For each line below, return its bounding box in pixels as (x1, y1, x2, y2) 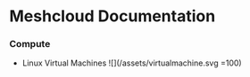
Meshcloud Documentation (9, 6, 216, 27)
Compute (9, 38, 51, 50)
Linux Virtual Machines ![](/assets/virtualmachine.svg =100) (21, 58, 243, 68)
